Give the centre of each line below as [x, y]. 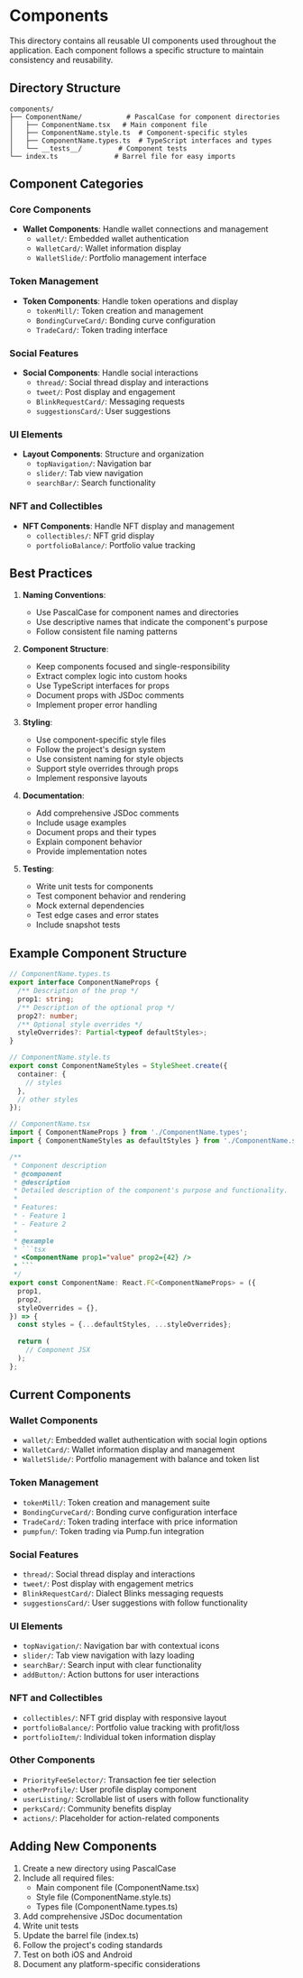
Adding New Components [83, 1847]
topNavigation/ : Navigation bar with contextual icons [121, 1646]
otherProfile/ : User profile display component [109, 1789]
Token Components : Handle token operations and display [130, 301]
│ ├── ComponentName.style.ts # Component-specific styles [129, 133]
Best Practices [51, 574]
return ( [34, 1342]
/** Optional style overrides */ [80, 1025]
